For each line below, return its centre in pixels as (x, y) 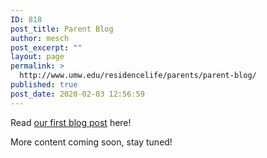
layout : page (37, 57)
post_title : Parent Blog (62, 29)
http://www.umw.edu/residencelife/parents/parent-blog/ (138, 76)
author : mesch (40, 38)
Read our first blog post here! (71, 122)
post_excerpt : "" (46, 47)
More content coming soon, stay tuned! (91, 142)
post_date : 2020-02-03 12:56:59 (77, 94)
